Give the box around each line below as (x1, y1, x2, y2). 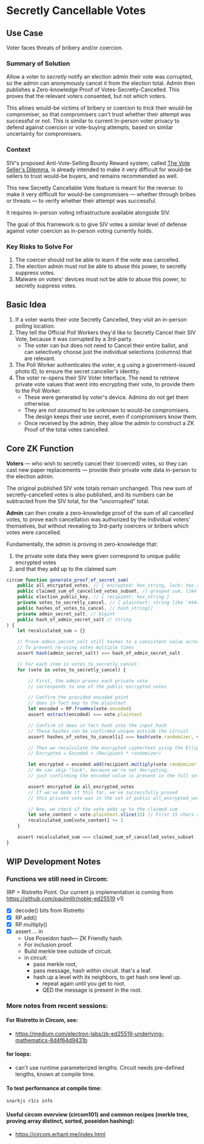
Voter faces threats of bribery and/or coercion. (6, 44, 123, 51)
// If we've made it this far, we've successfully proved (28, 789, 178, 796)
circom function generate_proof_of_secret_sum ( (6, 577, 129, 583)
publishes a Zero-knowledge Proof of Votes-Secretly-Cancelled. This (6, 86, 180, 93)
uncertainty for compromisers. (6, 130, 83, 138)
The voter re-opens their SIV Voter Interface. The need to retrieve (15, 374, 180, 381)
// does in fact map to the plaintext (28, 700, 126, 707)
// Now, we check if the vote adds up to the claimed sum (28, 806, 178, 812)
